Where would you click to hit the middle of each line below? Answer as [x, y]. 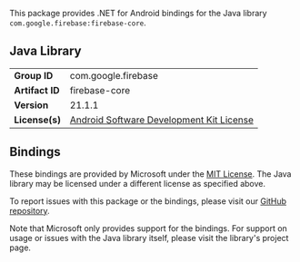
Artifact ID [37, 90]
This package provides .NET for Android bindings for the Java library [138, 13]
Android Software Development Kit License [162, 120]
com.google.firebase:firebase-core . [78, 23]
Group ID [34, 75]
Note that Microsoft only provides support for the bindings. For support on [149, 228]
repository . [30, 210]
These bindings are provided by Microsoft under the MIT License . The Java [150, 174]
